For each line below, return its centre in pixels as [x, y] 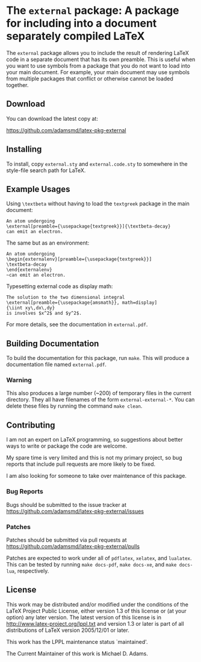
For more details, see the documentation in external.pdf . [77, 324]
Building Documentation [53, 343]
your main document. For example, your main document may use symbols [98, 72]
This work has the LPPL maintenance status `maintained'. [77, 641]
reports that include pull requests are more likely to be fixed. [81, 464]
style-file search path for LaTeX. [46, 170]
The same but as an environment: [48, 243]
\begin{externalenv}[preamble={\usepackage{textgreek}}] [79, 259]
